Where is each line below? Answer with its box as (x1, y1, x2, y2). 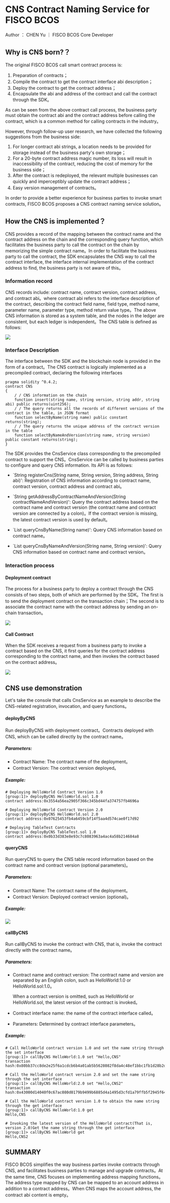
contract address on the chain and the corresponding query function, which (5, 236, 163, 242)
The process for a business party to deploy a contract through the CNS (5, 586, 154, 592)
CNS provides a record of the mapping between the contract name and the (5, 231, 161, 237)
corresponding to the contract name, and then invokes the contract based (5, 653, 159, 659)
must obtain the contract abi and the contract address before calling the (5, 112, 155, 118)
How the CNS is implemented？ (5, 217, 106, 226)
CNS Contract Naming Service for (5, 4, 150, 15)
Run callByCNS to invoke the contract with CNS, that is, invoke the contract (5, 941, 162, 947)
